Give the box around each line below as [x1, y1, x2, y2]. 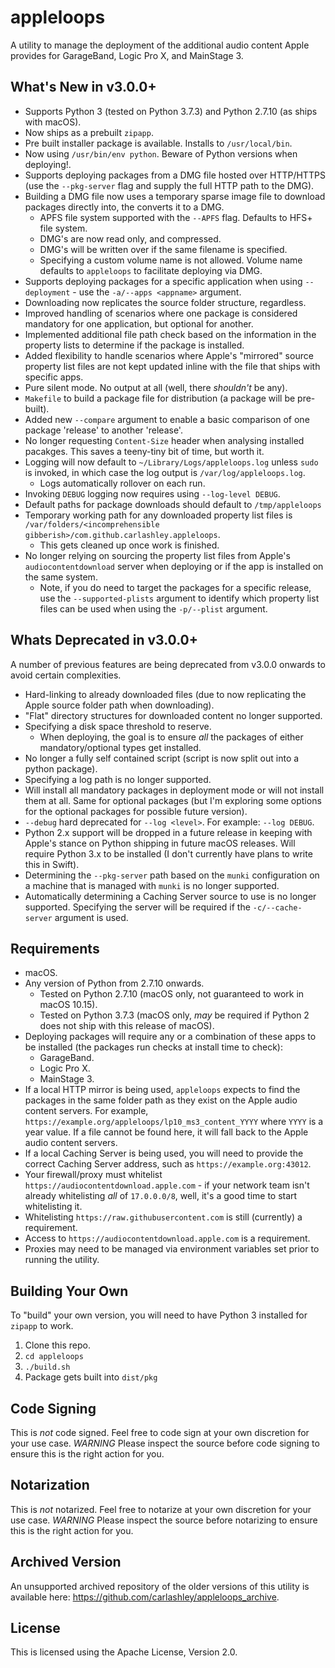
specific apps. [24, 371, 84, 383]
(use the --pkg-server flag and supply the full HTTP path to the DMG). [24, 179, 315, 191]
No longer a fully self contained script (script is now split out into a [24, 752, 300, 764]
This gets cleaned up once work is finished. [39, 539, 220, 551]
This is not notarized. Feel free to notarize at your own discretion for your [10, 1503, 312, 1515]
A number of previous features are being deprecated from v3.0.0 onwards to [10, 658, 326, 670]
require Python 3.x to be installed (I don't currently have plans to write [24, 847, 313, 860]
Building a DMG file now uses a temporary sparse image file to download [24, 190, 326, 202]
